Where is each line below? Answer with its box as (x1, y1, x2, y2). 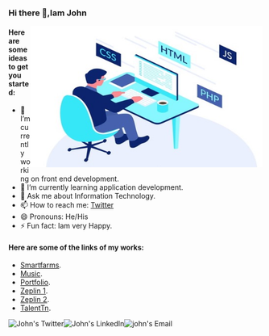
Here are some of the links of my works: (8, 242, 145, 252)
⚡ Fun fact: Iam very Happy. (19, 221, 113, 231)
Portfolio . (19, 278, 51, 288)
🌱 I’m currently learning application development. (19, 183, 184, 192)
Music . (19, 269, 43, 279)
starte (8, 78, 30, 88)
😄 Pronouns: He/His (19, 212, 89, 221)
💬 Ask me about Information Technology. (19, 191, 155, 201)
